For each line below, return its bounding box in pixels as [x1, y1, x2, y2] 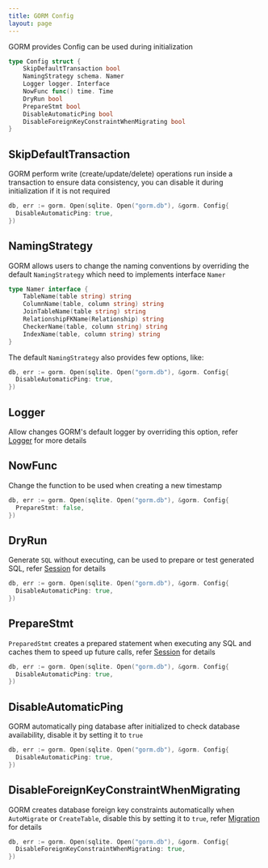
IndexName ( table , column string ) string [23, 330, 161, 338]
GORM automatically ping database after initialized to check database [8, 721, 241, 731]
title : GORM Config [8, 11, 74, 20]
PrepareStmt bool [23, 102, 82, 110]
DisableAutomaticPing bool [23, 110, 114, 118]
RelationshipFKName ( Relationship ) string [23, 315, 164, 323]
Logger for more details [8, 435, 87, 445]
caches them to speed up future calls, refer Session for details [8, 647, 216, 657]
